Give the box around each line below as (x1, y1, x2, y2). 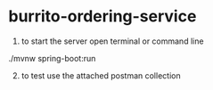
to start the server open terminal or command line (20, 36, 204, 46)
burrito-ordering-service (8, 6, 197, 27)
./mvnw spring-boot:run (8, 53, 96, 63)
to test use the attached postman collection (20, 70, 181, 81)
